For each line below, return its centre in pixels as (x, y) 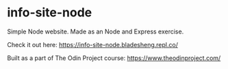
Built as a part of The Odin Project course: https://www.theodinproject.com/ (114, 58)
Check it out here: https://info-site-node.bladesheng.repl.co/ (92, 44)
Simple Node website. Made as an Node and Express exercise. (96, 31)
